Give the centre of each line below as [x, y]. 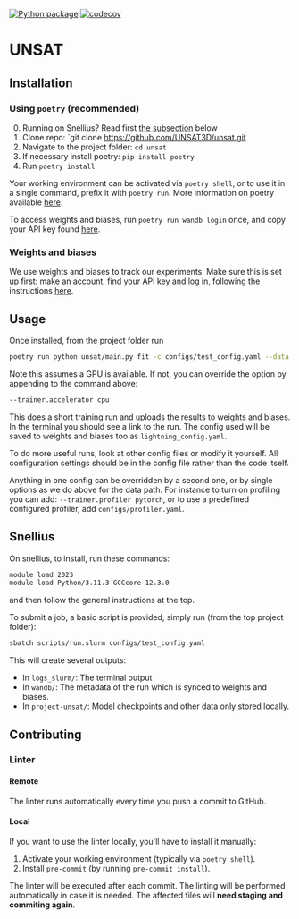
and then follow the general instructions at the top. [102, 600]
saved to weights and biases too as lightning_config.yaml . [118, 436]
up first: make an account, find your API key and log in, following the [135, 281]
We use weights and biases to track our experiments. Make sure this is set [146, 272]
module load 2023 [42, 574]
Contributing [46, 734]
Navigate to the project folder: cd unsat [94, 147]
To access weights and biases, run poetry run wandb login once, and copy [147, 219]
